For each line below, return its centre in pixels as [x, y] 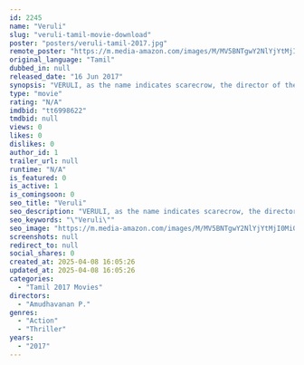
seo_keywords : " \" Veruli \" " [62, 220]
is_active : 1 [34, 187]
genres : [24, 312]
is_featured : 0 [38, 178]
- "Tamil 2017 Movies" [60, 287]
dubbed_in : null [40, 69]
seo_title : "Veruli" [48, 203]
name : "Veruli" [38, 26]
